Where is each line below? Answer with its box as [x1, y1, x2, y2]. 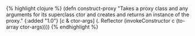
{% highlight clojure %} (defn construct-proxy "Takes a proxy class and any [6, 5, 189, 12]
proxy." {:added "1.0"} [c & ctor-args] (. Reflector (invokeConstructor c [6, 17, 175, 24]
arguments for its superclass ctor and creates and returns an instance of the [6, 11, 190, 18]
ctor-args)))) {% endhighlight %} [20, 23, 99, 30]
